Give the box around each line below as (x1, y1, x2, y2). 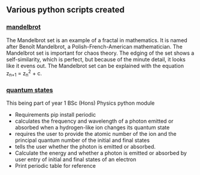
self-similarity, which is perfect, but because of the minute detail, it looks (6, 55, 186, 63)
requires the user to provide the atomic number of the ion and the (14, 130, 177, 138)
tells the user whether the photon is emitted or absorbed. (14, 143, 156, 150)
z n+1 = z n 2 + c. (6, 69, 43, 78)
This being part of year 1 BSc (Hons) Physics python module (6, 99, 155, 107)
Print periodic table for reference (14, 162, 96, 170)
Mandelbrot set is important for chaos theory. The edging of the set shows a (6, 49, 195, 57)
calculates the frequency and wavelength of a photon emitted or (14, 117, 174, 125)
